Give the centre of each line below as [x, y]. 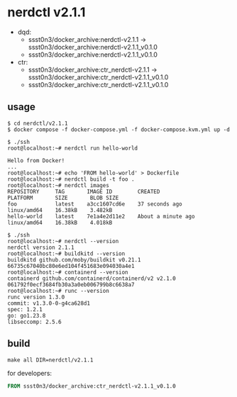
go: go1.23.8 [27, 315]
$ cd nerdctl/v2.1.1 [38, 123]
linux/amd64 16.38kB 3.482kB [60, 210]
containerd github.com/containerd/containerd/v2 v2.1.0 [92, 278]
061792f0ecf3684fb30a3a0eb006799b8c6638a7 [71, 284]
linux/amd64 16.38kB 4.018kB [60, 223]
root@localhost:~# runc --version [59, 291]
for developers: [29, 373]
